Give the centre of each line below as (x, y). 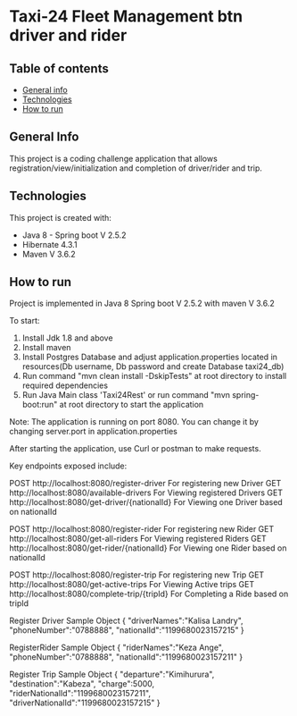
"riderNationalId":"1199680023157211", (80, 694)
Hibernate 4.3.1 (49, 244)
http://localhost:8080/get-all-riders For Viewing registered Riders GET (138, 539)
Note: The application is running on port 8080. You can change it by (134, 422)
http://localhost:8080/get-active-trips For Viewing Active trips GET (132, 585)
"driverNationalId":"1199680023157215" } (85, 703)
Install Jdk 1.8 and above (67, 338)
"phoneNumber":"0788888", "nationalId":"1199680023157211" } (126, 657)
